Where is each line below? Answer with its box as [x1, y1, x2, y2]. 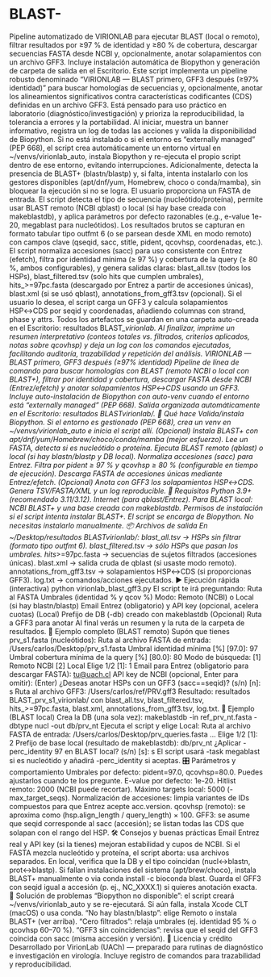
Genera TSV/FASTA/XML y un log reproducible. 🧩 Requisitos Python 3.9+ [9, 486, 252, 495]
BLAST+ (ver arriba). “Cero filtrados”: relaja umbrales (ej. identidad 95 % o [9, 916, 256, 926]
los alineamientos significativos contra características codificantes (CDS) [9, 91, 252, 101]
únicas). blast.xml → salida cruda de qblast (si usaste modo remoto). [9, 557, 237, 567]
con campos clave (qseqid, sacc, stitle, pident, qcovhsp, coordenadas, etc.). [9, 237, 263, 247]
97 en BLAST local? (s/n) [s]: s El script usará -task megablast [54, 746, 261, 756]
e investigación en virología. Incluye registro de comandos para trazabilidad [9, 950, 261, 960]
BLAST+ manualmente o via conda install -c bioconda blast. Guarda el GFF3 [9, 873, 261, 883]
